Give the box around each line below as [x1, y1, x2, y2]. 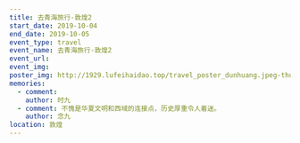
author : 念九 [25, 112, 71, 121]
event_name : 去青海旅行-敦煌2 [9, 46, 112, 55]
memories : [9, 79, 46, 88]
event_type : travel [9, 37, 82, 47]
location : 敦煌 [9, 121, 63, 130]
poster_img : [9, 71, 54, 80]
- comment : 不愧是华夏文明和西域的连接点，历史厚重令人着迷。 [17, 104, 221, 113]
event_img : [9, 63, 50, 72]
